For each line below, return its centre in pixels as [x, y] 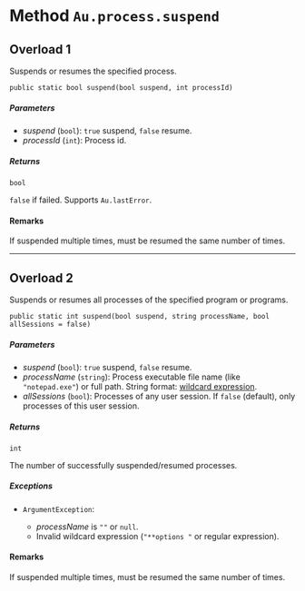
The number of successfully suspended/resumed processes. [123, 465]
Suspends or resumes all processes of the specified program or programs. [149, 300]
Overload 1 [40, 49]
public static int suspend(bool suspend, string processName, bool [140, 316]
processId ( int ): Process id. [74, 140]
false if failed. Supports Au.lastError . [81, 200]
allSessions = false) [50, 324]
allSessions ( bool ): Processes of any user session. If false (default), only [159, 396]
